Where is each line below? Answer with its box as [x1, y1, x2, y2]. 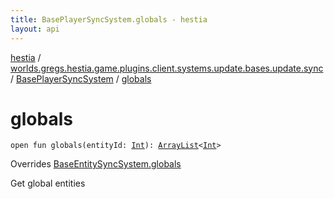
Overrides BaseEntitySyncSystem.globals [10, 158, 182, 170]
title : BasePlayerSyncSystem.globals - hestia [10, 14, 208, 25]
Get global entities [10, 177, 86, 190]
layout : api [10, 24, 60, 34]
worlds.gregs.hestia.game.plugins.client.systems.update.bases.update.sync [10, 62, 324, 74]
